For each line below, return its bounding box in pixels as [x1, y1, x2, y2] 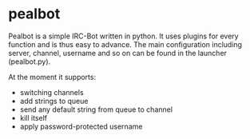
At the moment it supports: [8, 72, 97, 81]
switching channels [19, 87, 84, 97]
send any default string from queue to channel [19, 105, 173, 114]
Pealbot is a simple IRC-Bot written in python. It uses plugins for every [8, 31, 239, 41]
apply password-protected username [19, 121, 143, 131]
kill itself [19, 113, 48, 122]
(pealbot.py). [8, 57, 51, 66]
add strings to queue [19, 96, 89, 105]
